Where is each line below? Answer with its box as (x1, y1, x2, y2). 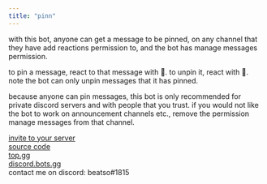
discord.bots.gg (8, 159, 62, 169)
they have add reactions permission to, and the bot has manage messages (8, 42, 258, 53)
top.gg (8, 150, 31, 160)
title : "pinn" (8, 11, 57, 20)
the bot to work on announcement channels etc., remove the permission (8, 109, 250, 118)
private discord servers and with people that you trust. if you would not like (8, 100, 260, 109)
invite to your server (8, 133, 75, 143)
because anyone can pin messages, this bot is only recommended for (8, 91, 242, 101)
